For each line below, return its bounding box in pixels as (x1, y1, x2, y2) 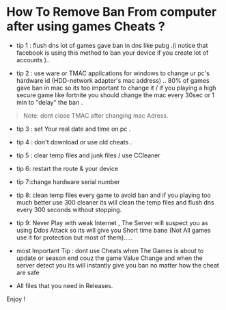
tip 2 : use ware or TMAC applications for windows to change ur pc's (16, 69, 210, 77)
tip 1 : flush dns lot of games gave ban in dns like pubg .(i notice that (16, 41, 208, 49)
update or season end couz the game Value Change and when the (16, 254, 203, 262)
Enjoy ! (6, 295, 26, 303)
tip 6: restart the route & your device (16, 164, 119, 172)
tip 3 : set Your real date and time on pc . (16, 125, 131, 133)
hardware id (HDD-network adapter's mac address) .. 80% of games (16, 76, 210, 84)
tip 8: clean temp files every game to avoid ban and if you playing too (16, 191, 211, 199)
